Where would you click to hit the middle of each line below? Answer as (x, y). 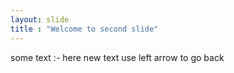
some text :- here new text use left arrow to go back (117, 57)
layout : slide (40, 19)
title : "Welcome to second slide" (84, 29)
